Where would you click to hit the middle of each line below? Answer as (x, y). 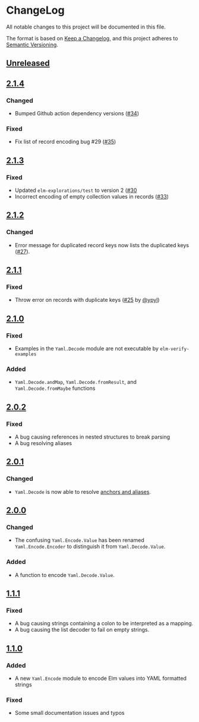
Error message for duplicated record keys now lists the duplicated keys (102, 245)
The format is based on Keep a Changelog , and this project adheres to (92, 38)
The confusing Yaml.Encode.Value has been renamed (79, 540)
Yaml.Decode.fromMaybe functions (55, 388)
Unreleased (28, 63)
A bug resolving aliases (43, 443)
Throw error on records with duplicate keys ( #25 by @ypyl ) (87, 300)
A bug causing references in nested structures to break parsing (92, 437)
